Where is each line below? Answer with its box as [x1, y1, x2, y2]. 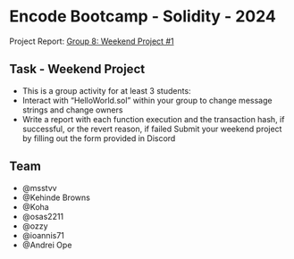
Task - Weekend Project [9, 62, 146, 77]
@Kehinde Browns [21, 192, 91, 203]
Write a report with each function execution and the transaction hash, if [21, 113, 285, 124]
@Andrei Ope [21, 239, 72, 250]
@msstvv [21, 182, 57, 193]
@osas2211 [21, 211, 64, 221]
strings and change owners [21, 104, 123, 115]
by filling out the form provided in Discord [21, 132, 176, 144]
